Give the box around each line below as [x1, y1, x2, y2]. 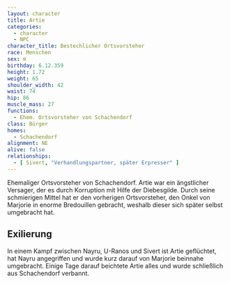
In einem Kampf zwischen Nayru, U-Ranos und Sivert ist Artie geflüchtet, [7, 247, 217, 255]
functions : [7, 107, 39, 114]
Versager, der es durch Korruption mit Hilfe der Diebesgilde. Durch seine [7, 185, 215, 194]
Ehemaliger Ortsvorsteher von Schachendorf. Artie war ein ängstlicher [7, 178, 209, 187]
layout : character [7, 10, 61, 17]
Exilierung [7, 228, 52, 240]
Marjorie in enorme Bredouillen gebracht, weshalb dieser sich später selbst [7, 200, 223, 209]
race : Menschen [7, 49, 52, 56]
